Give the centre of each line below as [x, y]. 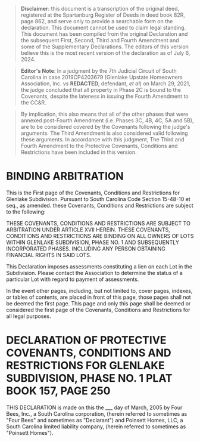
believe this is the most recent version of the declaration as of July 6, [105, 53]
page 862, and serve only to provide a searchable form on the [97, 21]
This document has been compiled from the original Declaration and [104, 34]
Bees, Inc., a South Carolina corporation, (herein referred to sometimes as [97, 413]
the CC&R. [33, 103]
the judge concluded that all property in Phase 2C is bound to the [101, 90]
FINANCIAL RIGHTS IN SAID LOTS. [49, 255]
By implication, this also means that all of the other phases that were [104, 114]
